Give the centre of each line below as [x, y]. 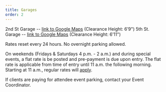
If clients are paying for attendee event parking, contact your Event [75, 79]
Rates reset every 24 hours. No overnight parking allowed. [66, 44]
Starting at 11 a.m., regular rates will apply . [49, 70]
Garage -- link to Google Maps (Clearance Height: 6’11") [63, 34]
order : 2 [14, 15]
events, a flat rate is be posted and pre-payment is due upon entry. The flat [83, 59]
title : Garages [21, 10]
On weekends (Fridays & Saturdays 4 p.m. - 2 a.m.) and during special [78, 54]
